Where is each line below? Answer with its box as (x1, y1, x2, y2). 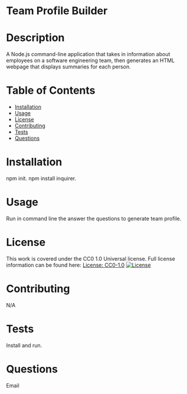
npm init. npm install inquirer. (6, 175, 77, 182)
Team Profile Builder (6, 4, 108, 18)
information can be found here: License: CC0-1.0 (6, 261, 125, 268)
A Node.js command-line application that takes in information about (6, 51, 170, 58)
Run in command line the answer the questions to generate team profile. (6, 215, 182, 222)
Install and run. (6, 342, 42, 349)
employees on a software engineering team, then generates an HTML (6, 57, 175, 64)
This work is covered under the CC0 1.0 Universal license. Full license (6, 255, 175, 262)
